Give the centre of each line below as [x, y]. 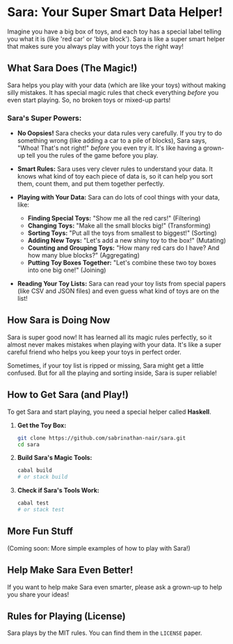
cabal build [34, 471]
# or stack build [42, 477]
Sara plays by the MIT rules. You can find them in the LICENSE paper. [105, 633]
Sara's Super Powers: [45, 118]
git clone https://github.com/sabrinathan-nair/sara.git [102, 438]
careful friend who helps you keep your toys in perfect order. [95, 352]
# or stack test [41, 510]
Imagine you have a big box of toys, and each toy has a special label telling [114, 31]
